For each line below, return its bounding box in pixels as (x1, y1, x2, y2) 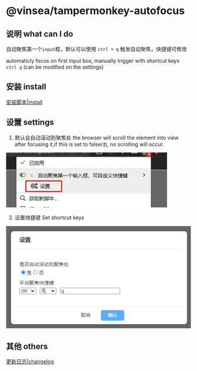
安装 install (6, 82, 46, 92)
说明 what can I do (6, 29, 73, 39)
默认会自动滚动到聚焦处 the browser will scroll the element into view (14, 134, 179, 141)
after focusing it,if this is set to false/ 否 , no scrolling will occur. (14, 141, 164, 148)
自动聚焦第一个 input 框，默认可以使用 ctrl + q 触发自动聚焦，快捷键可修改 (6, 46, 187, 52)
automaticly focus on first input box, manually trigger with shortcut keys (6, 57, 180, 64)
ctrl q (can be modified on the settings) (6, 63, 104, 70)
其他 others (6, 341, 48, 351)
